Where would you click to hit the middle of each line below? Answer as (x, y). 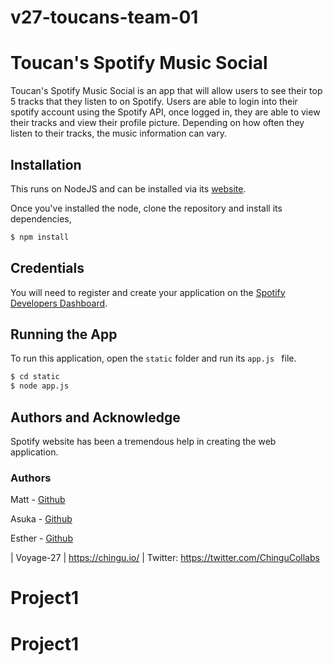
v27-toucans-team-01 (104, 17)
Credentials (47, 268)
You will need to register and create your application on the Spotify (148, 292)
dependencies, (41, 218)
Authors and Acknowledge (95, 417)
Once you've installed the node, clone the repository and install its (146, 208)
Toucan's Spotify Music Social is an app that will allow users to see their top (166, 91)
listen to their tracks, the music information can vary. (119, 133)
